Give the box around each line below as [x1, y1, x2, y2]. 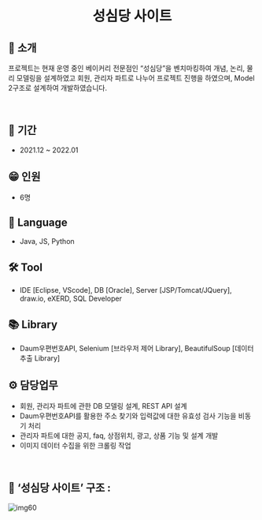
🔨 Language [8, 216, 68, 230]
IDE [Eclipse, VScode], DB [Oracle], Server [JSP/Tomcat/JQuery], [19, 286, 232, 295]
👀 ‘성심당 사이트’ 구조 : [8, 481, 112, 495]
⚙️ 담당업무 [8, 379, 59, 392]
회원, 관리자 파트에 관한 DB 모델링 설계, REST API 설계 [19, 401, 187, 410]
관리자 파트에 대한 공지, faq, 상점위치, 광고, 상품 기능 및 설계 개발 [19, 431, 219, 440]
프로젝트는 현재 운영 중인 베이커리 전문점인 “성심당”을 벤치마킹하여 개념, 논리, [8, 64, 245, 73]
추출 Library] [19, 354, 61, 363]
